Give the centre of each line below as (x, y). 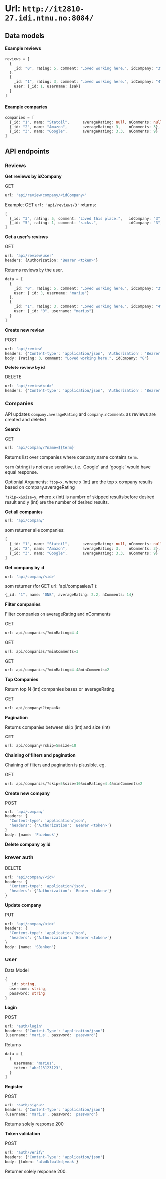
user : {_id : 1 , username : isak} (47, 87)
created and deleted (26, 420)
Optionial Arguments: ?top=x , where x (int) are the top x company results (79, 482)
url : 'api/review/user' (30, 256)
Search (13, 429)
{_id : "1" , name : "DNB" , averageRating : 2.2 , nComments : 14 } (69, 595)
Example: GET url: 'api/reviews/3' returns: (51, 205)
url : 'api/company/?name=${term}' (41, 448)
